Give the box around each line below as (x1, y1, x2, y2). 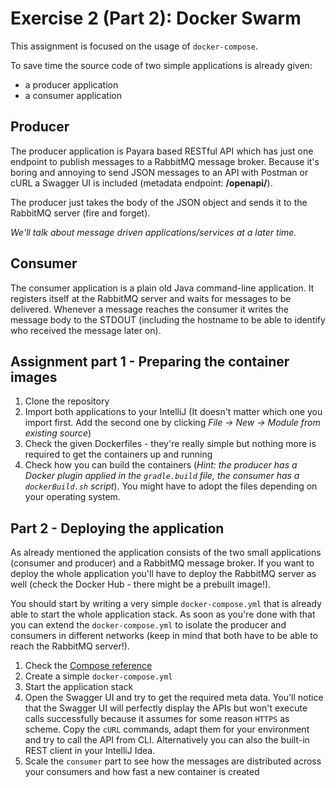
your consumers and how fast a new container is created (24, 766, 260, 778)
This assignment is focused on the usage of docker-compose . (10, 40, 258, 52)
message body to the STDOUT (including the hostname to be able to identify (10, 313, 326, 326)
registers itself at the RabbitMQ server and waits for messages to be (10, 292, 292, 304)
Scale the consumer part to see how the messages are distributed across (24, 755, 322, 767)
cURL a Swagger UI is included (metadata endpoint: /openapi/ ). (10, 177, 273, 189)
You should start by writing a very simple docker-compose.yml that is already (10, 598, 322, 610)
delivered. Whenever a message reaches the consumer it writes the (10, 303, 289, 315)
